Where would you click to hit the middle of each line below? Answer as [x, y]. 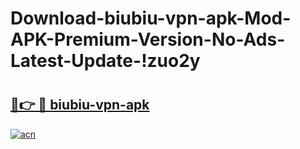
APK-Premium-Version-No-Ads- [148, 39]
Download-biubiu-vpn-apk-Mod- [151, 18]
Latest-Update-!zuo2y [105, 61]
